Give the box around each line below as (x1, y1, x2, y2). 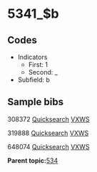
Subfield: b (17, 75, 50, 84)
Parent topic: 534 (7, 156, 58, 165)
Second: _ (28, 68, 58, 76)
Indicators (17, 53, 48, 61)
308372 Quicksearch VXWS (7, 114, 91, 123)
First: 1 (28, 60, 48, 69)
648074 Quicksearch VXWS (7, 142, 90, 151)
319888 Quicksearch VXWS (7, 129, 89, 137)
